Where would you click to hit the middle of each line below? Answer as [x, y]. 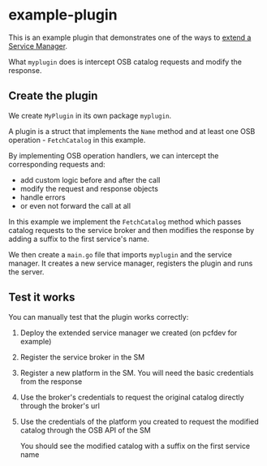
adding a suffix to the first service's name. [79, 239]
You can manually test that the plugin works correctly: [99, 317]
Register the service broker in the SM [82, 357]
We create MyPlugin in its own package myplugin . [90, 115]
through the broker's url [60, 406]
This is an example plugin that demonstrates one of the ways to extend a [130, 37]
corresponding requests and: [57, 164]
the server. [26, 272]
